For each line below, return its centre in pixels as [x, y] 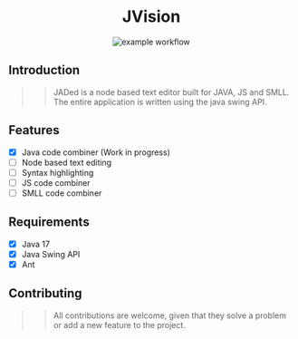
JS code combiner [56, 182]
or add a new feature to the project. [120, 324]
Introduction [44, 70]
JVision [151, 17]
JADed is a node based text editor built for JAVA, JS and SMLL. [171, 92]
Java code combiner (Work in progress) [96, 152]
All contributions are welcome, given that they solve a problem [170, 315]
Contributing [45, 293]
